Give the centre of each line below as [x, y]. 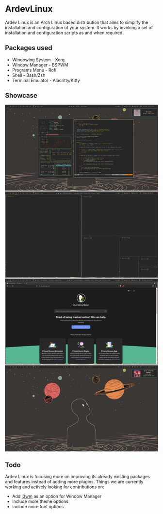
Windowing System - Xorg [38, 60]
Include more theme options [40, 501]
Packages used [29, 48]
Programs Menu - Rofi [34, 70]
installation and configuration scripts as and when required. [64, 33]
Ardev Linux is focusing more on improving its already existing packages [78, 477]
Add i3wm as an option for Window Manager [57, 497]
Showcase [21, 96]
